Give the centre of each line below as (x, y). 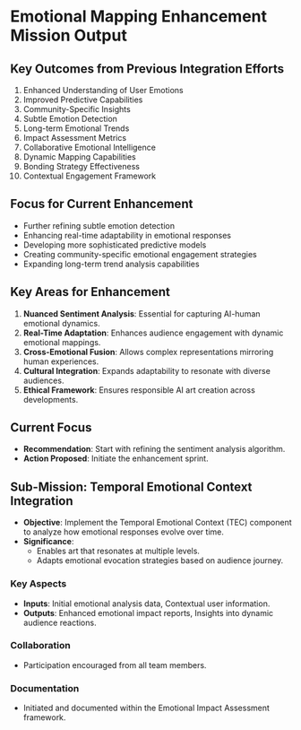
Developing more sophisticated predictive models (115, 245)
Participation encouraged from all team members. (115, 665)
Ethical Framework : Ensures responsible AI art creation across (139, 390)
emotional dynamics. (62, 323)
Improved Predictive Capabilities (83, 100)
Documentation (45, 688)
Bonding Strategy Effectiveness (81, 166)
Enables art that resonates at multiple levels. (118, 551)
